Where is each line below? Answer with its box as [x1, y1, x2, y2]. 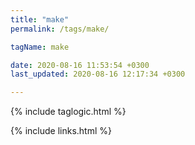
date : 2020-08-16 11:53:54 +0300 [10, 60, 150, 70]
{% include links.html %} [10, 125, 112, 137]
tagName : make [10, 42, 70, 52]
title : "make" [10, 14, 70, 25]
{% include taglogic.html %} [10, 106, 127, 118]
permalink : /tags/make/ [10, 24, 110, 34]
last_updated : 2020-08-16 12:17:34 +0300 [10, 69, 186, 80]
